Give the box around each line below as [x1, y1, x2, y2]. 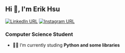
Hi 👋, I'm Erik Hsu [5, 5, 60, 13]
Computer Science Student [5, 30, 73, 37]
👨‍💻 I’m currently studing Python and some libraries [12, 42, 120, 48]
